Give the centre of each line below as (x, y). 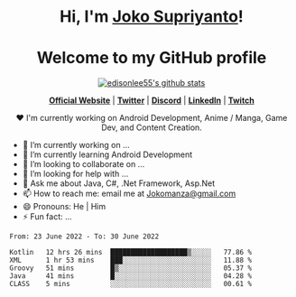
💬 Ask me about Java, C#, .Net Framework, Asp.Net (119, 183)
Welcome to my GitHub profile (152, 58)
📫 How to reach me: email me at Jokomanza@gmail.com (129, 194)
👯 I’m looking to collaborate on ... (83, 164)
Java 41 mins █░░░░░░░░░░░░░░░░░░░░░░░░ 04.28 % (131, 276)
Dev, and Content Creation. (152, 127)
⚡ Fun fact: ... (47, 217)
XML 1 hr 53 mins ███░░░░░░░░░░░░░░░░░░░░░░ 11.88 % (131, 260)
